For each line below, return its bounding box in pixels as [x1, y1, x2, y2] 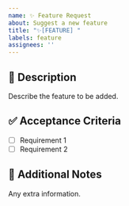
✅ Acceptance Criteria [8, 114, 121, 128]
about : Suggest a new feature [8, 19, 108, 27]
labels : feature [8, 33, 62, 42]
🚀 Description [8, 71, 77, 84]
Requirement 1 [19, 135, 67, 145]
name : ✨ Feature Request [8, 11, 92, 20]
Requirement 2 [19, 144, 68, 154]
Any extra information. [8, 189, 82, 198]
